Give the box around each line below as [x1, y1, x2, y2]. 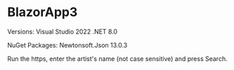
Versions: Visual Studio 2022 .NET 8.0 [7, 27, 118, 36]
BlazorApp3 [7, 4, 78, 20]
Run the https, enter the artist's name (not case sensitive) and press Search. [7, 54, 228, 63]
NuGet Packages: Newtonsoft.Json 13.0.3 [7, 41, 128, 49]
